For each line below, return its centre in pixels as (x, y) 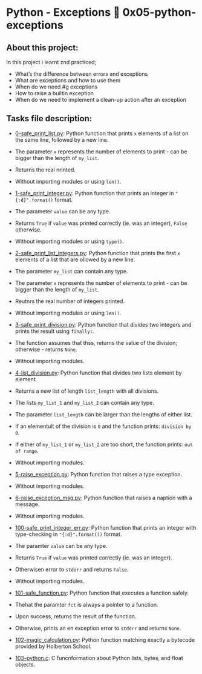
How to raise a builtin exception (54, 93)
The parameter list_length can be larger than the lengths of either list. (103, 414)
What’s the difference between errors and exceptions (81, 74)
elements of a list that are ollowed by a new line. (75, 259)
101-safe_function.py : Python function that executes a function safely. (102, 593)
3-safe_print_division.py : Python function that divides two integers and (103, 324)
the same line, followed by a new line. (62, 139)
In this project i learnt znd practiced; (51, 62)
